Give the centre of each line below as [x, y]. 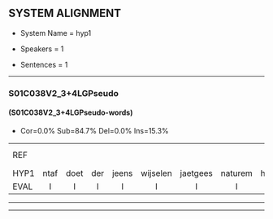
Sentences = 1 [44, 64]
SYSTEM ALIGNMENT [65, 13]
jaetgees [197, 173]
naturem [237, 173]
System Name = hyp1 [56, 33]
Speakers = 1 [42, 49]
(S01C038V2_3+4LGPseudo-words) [71, 112]
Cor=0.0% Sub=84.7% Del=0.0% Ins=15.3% [94, 130]
